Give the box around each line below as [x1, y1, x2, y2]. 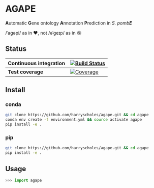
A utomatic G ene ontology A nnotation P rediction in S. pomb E [5, 20, 132, 26]
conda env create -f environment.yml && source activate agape [5, 117, 142, 122]
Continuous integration [8, 60, 65, 67]
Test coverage [8, 68, 44, 75]
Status [5, 44, 27, 53]
